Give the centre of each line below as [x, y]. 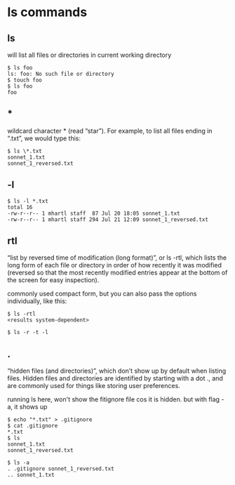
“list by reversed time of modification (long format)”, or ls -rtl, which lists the [117, 258]
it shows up [31, 407]
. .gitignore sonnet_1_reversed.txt [61, 469]
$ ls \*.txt [25, 151]
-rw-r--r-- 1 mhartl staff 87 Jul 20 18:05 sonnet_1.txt [94, 213]
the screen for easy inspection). [53, 280]
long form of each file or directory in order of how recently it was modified [115, 265]
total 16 [20, 207]
